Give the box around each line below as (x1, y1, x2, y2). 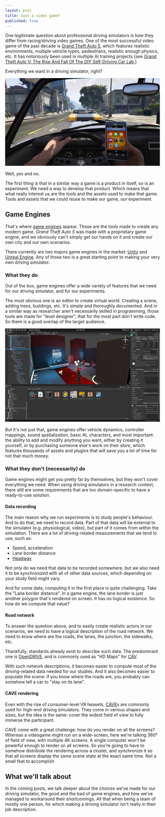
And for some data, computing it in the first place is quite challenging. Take (5, 585, 157, 591)
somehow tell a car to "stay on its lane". (5, 679, 85, 685)
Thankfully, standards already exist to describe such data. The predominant (5, 649, 158, 654)
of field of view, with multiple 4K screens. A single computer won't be (5, 737, 146, 743)
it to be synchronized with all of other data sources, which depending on (5, 571, 152, 576)
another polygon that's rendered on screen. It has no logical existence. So (5, 596, 155, 602)
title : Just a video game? (5, 13, 60, 18)
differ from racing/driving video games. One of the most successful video (5, 38, 154, 44)
